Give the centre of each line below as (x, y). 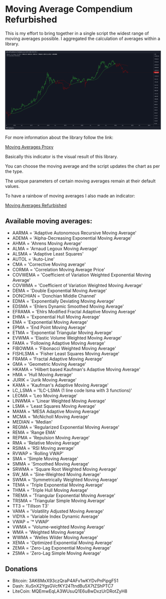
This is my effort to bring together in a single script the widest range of (77, 33)
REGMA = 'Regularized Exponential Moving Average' (66, 427)
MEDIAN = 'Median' (32, 422)
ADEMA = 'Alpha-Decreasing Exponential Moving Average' (72, 238)
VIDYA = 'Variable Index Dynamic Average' (56, 516)
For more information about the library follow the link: (59, 137)
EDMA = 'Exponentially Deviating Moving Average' (63, 301)
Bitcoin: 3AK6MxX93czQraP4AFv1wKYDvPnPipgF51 (65, 581)
